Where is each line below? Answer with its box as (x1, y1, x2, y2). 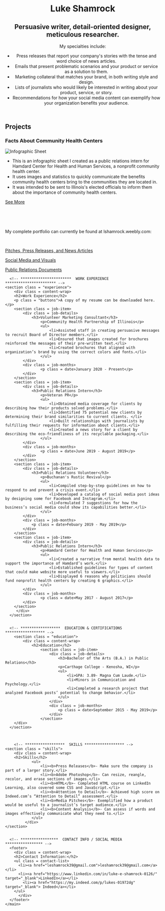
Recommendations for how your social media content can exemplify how (12, 95, 161, 101)
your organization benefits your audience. (44, 100, 129, 106)
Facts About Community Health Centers (5, 137, 103, 144)
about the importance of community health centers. (12, 189, 117, 195)
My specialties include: (59, 43, 106, 49)
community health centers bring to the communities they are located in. (12, 179, 158, 185)
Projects (5, 123, 32, 131)
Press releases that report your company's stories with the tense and (16, 53, 157, 59)
